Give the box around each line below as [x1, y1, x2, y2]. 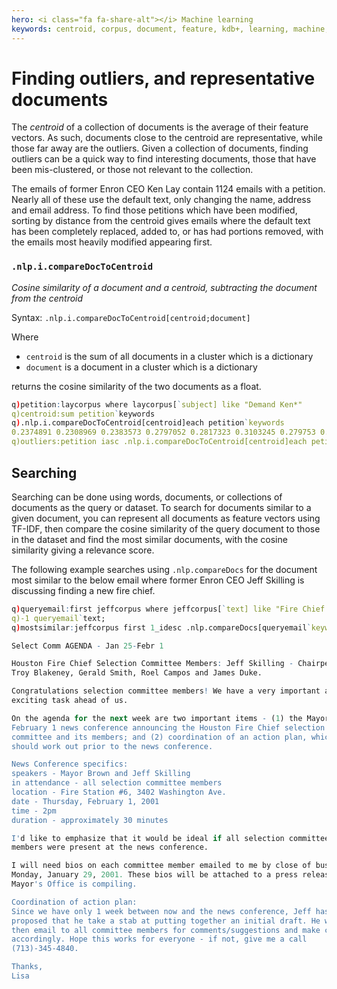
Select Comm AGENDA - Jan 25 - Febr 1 [11, 641, 164, 651]
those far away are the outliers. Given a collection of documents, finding [11, 142, 309, 155]
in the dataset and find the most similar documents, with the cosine [11, 533, 288, 545]
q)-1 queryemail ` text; [11, 613, 106, 623]
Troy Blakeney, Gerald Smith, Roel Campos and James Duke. [11, 668, 263, 678]
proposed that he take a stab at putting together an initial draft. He [11, 916, 321, 926]
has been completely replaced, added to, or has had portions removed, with [11, 226, 324, 238]
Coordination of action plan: [11, 897, 138, 907]
